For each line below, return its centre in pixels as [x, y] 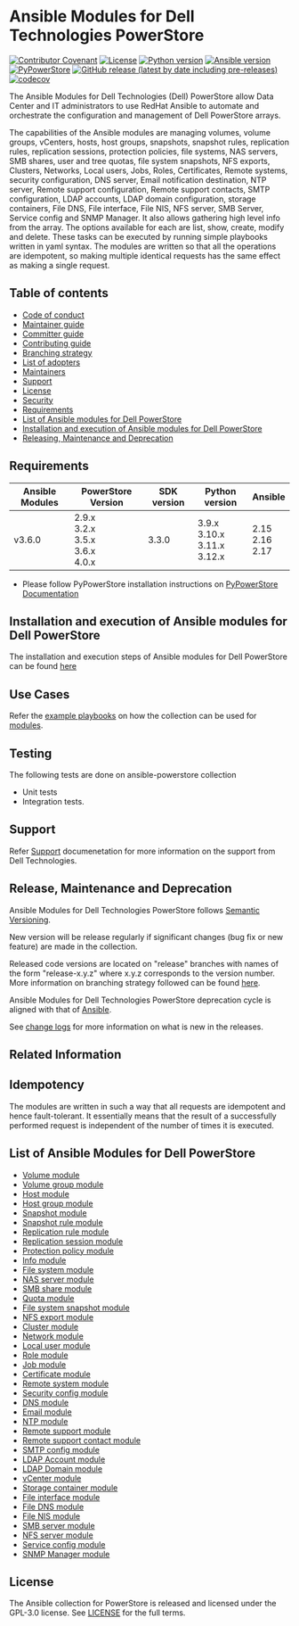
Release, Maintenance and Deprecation [121, 889]
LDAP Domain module [62, 1468]
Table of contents [59, 293]
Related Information [65, 1055]
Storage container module [70, 1488]
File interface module [61, 1497]
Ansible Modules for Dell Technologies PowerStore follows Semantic [135, 910]
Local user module [56, 1345]
